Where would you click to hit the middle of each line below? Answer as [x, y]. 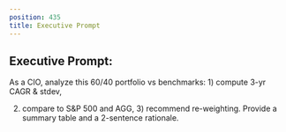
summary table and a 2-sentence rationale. [100, 118]
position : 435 [35, 17]
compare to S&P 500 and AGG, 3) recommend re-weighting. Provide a [150, 109]
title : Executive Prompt [55, 26]
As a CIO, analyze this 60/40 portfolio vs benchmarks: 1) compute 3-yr [138, 82]
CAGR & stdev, [36, 92]
